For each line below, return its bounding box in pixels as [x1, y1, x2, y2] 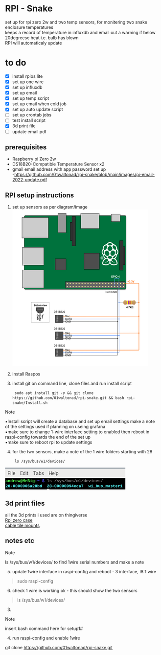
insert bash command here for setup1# [5, 625, 83, 632]
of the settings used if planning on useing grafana [5, 424, 106, 430]
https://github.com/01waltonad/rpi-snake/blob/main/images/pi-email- [14, 172, 155, 178]
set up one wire [12, 79, 44, 85]
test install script [12, 117, 46, 123]
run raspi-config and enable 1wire [12, 635, 80, 641]
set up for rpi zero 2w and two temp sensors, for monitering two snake [5, 19, 148, 25]
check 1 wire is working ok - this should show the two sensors [12, 587, 138, 593]
